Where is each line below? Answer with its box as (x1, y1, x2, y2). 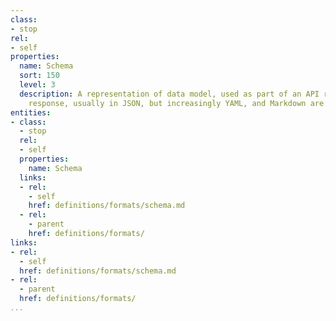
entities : (10, 107, 52, 118)
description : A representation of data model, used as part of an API (19, 89, 320, 99)
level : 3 (19, 80, 56, 90)
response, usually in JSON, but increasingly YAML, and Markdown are (28, 98, 325, 108)
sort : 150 (19, 71, 60, 81)
